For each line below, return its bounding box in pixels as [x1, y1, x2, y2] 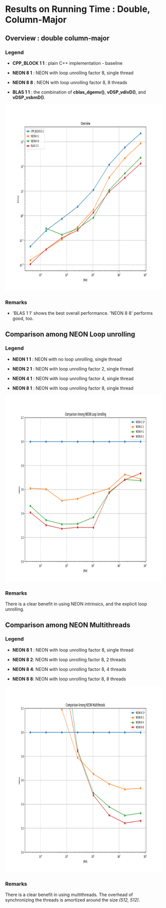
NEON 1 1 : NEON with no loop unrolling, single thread [12, 356, 122, 362]
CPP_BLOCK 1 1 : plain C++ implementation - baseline [12, 60, 123, 66]
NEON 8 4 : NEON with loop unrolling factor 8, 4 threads [12, 666, 127, 672]
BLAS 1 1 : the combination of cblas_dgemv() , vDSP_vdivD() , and [12, 89, 146, 95]
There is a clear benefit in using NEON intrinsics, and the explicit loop [5, 601, 148, 607]
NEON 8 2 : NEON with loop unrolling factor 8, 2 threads [12, 656, 126, 662]
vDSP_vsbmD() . [12, 94, 46, 100]
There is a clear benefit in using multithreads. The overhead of [5, 892, 133, 898]
